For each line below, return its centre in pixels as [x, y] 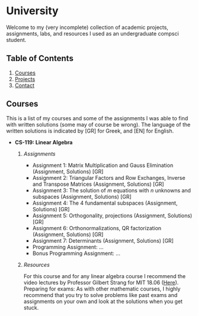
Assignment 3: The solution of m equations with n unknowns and [112, 190]
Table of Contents [40, 58]
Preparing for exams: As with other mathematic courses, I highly [102, 289]
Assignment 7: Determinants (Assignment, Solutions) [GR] [103, 240]
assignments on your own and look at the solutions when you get [103, 301]
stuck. [31, 307]
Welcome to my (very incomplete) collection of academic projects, [87, 27]
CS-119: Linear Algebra [44, 142]
